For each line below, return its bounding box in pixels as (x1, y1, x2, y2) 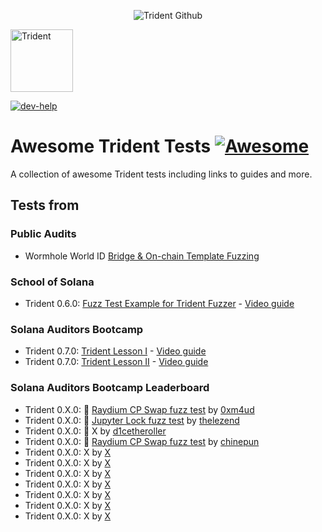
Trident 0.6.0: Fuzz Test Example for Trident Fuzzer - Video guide (24, 297, 295, 309)
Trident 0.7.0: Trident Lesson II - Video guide (24, 356, 209, 368)
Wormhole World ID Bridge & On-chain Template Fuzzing (24, 250, 260, 262)
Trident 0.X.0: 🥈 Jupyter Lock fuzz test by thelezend (24, 414, 240, 426)
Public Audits (10, 227, 77, 241)
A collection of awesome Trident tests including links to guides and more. (10, 168, 313, 180)
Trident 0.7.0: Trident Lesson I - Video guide (24, 345, 207, 357)
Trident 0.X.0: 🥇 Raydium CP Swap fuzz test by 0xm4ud (24, 403, 255, 415)
